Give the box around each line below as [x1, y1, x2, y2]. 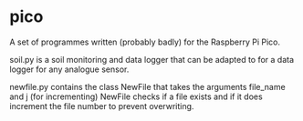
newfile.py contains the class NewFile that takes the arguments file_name [9, 81, 286, 92]
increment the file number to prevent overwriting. [9, 100, 194, 111]
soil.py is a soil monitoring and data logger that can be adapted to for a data [9, 54, 295, 65]
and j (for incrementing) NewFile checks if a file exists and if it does [9, 91, 263, 102]
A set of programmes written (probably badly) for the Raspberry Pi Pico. [9, 36, 281, 47]
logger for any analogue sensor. [9, 64, 130, 75]
